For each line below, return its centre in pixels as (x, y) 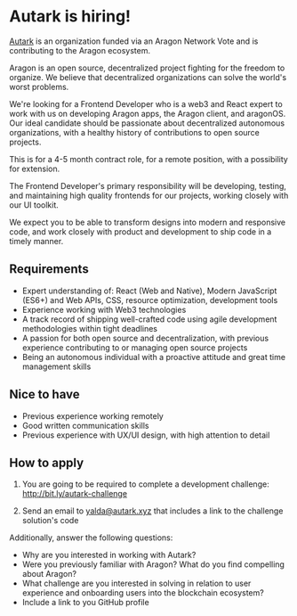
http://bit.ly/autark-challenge (74, 494)
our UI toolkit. (34, 205)
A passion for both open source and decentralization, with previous (145, 338)
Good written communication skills (85, 425)
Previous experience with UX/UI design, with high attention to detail (146, 435)
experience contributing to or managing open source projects (135, 347)
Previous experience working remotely (93, 415)
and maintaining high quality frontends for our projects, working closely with (149, 195)
